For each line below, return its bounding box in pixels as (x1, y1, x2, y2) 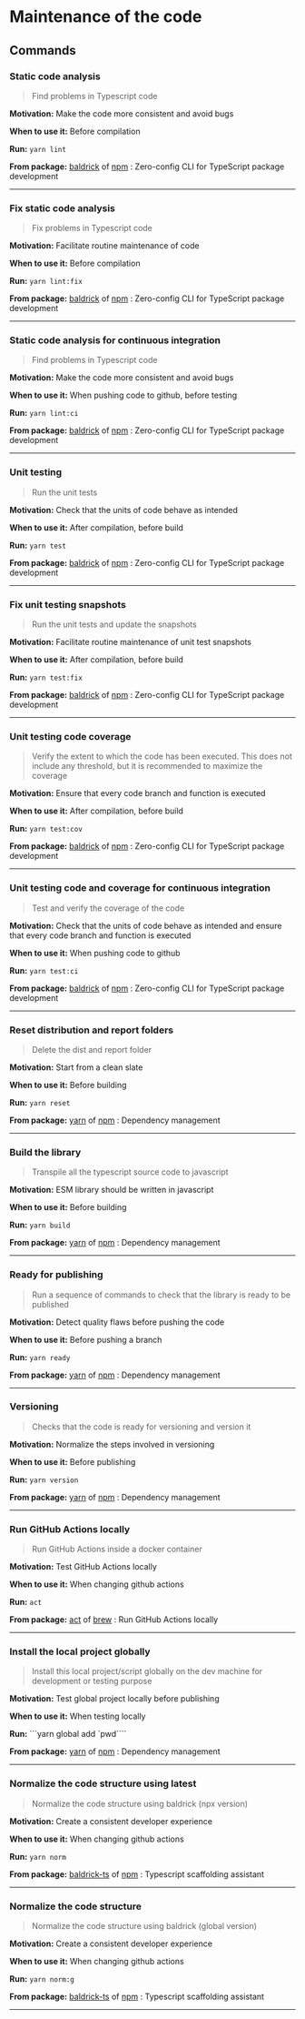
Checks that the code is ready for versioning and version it (31, 1421, 251, 1432)
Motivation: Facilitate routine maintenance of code (9, 240, 200, 251)
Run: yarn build (9, 1219, 71, 1230)
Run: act (9, 1597, 43, 1608)
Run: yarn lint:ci (9, 408, 79, 419)
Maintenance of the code (9, 6, 202, 27)
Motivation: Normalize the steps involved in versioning (9, 1439, 215, 1449)
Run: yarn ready (9, 1351, 71, 1362)
